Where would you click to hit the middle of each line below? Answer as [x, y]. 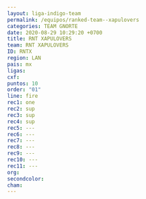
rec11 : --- [23, 166]
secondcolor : [26, 178]
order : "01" [24, 90]
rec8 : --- [21, 147]
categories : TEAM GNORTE [42, 26]
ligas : [16, 70]
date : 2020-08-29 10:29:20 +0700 [55, 32]
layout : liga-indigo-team [44, 13]
